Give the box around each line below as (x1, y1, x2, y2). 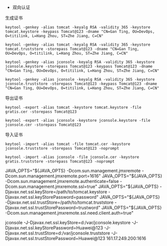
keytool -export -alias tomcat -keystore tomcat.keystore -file (5, 105, 142, 110)
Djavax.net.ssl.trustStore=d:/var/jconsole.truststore (5, 230, 111, 236)
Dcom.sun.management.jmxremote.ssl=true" (5, 183, 97, 189)
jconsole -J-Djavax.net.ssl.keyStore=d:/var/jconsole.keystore (5, 220, 131, 225)
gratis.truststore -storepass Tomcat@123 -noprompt (5, 159, 115, 164)
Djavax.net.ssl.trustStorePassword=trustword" (5, 205, 101, 210)
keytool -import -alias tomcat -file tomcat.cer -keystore (5, 142, 131, 147)
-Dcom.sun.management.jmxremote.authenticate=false (5, 178, 119, 184)
